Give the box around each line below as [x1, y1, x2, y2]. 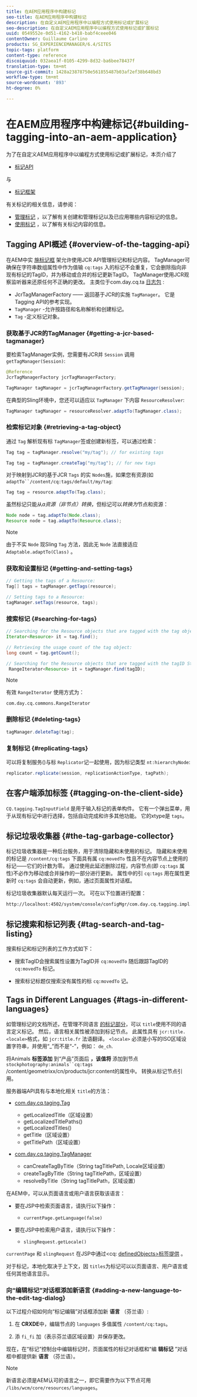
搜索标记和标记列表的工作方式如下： [6, 945, 94, 953]
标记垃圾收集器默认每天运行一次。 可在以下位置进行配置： [6, 890, 147, 897]
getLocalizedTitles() [23, 1124, 72, 1131]
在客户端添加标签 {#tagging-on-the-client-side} [6, 788, 184, 798]
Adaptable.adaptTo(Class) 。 [6, 548, 76, 555]
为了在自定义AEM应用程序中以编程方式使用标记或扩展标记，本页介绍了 [6, 151, 177, 158]
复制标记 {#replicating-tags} [6, 744, 89, 752]
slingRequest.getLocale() [23, 1239, 87, 1245]
